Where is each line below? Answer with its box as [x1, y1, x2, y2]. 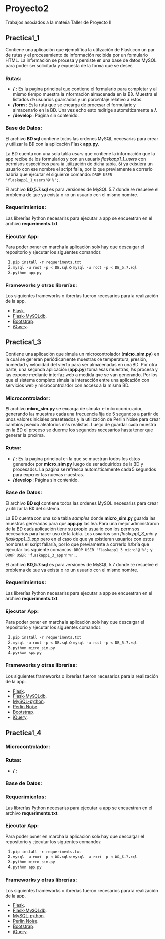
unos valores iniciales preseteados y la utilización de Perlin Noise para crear [5, 416, 161, 422]
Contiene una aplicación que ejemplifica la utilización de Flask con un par [5, 46, 155, 52]
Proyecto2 [5, 3, 49, 14]
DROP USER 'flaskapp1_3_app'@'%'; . [5, 552, 78, 558]
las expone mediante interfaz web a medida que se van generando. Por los [5, 372, 158, 378]
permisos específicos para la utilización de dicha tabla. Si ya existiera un [5, 161, 153, 167]
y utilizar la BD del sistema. [5, 505, 61, 511]
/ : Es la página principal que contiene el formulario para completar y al [12, 86, 157, 92]
